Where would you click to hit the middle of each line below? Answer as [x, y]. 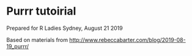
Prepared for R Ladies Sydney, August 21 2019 [65, 28]
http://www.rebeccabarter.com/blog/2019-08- [127, 40]
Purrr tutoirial [41, 11]
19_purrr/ [18, 46]
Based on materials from [37, 40]
